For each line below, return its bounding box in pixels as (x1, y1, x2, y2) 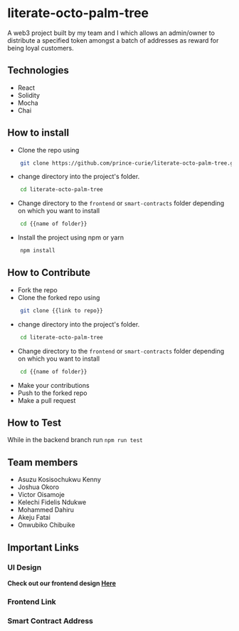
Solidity (17, 91, 41, 99)
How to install (7, 127, 70, 139)
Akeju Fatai (17, 513, 51, 522)
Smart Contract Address (7, 615, 94, 625)
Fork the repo (17, 285, 58, 294)
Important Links (7, 541, 80, 553)
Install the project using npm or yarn (17, 233, 124, 242)
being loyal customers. (7, 43, 75, 52)
